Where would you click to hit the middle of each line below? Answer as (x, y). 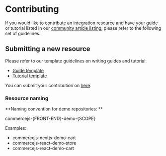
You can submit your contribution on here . (48, 85)
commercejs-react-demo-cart (43, 148)
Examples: (16, 128)
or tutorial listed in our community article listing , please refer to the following (83, 28)
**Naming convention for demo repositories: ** (54, 109)
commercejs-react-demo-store (44, 143)
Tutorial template (30, 76)
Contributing (32, 9)
